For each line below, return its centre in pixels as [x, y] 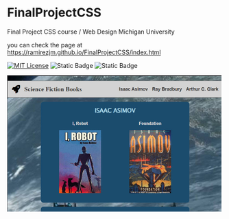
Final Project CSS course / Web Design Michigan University [91, 32]
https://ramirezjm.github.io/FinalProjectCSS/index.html [84, 52]
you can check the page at [45, 45]
